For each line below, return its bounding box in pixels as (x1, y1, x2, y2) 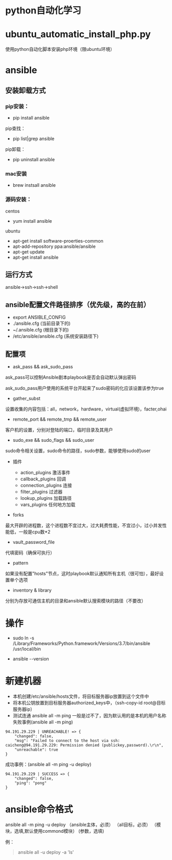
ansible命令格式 (5, 804, 73, 815)
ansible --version (12, 655, 50, 662)
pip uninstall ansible (12, 157, 55, 162)
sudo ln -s (12, 635, 34, 641)
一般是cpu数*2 (18, 529, 51, 535)
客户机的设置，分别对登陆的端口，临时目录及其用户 (5, 427, 113, 433)
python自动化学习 (5, 5, 81, 16)
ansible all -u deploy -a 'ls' (17, 849, 74, 855)
